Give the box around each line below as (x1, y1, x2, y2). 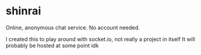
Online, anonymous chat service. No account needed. (5, 24, 140, 31)
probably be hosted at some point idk (5, 42, 99, 49)
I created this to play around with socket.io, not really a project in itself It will (5, 35, 195, 42)
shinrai (5, 4, 41, 18)
